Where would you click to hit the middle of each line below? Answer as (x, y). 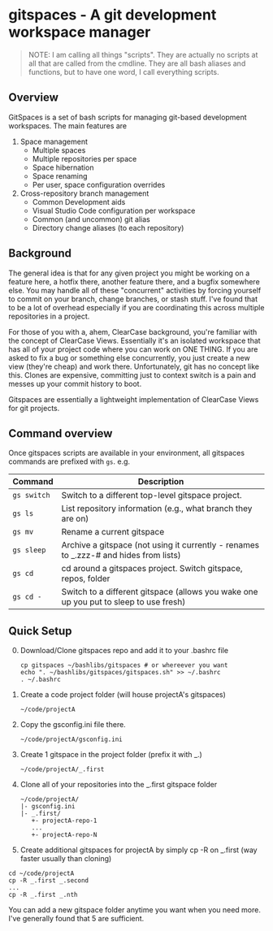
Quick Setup (40, 631)
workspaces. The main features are (68, 126)
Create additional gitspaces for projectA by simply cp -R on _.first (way (139, 850)
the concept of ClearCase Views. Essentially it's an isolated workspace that (135, 340)
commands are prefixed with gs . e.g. (69, 461)
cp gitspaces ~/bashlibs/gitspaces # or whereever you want (124, 665)
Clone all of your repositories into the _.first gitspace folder (119, 785)
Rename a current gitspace (113, 532)
